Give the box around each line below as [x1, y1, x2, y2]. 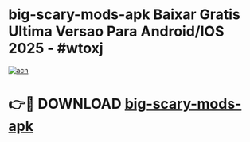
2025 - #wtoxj [8, 40, 104, 57]
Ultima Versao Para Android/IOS [8, 22, 225, 40]
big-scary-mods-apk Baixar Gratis [8, 6, 240, 24]
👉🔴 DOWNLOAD [8, 95, 122, 113]
